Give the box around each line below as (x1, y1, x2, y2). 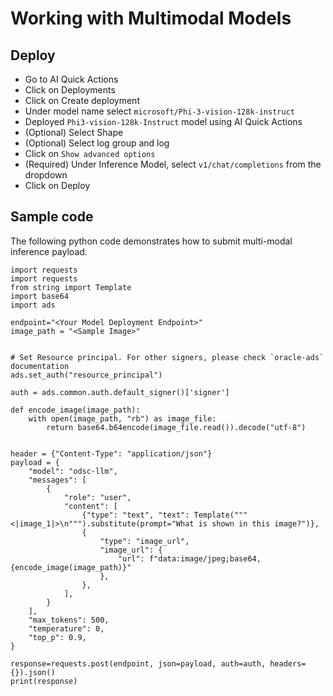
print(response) (10, 676, 78, 686)
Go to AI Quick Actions (24, 73, 119, 85)
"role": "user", (63, 492, 132, 502)
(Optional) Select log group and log (24, 137, 170, 149)
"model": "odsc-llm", (28, 466, 118, 476)
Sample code (10, 208, 94, 226)
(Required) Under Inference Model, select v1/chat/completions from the (24, 158, 322, 170)
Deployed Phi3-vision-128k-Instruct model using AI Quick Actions (24, 116, 303, 127)
